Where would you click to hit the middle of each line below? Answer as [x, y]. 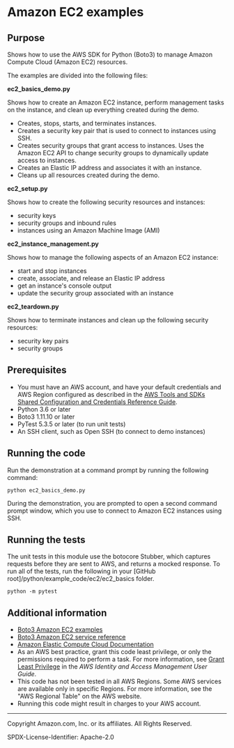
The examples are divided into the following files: [78, 75]
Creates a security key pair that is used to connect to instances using [117, 131]
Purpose [26, 38]
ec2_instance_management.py [53, 244]
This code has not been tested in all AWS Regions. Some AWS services [119, 681]
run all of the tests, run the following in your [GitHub [81, 571]
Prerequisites [37, 370]
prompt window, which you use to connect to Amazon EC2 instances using [115, 511]
